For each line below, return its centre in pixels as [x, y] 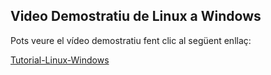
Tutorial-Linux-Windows [60, 60]
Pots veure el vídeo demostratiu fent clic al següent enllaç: [131, 40]
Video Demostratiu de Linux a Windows [136, 16]
